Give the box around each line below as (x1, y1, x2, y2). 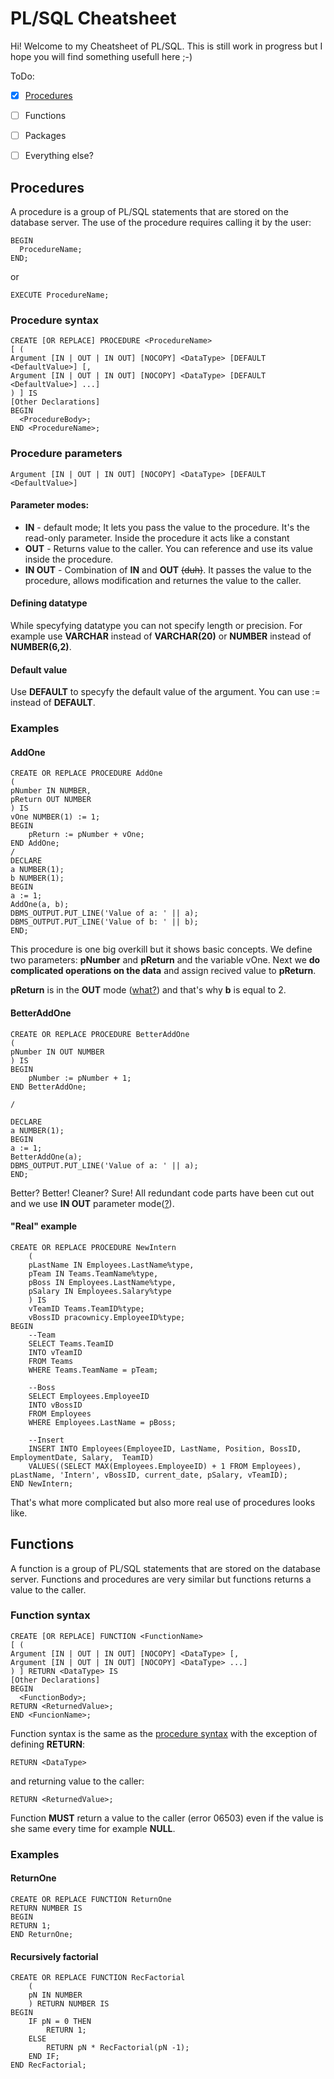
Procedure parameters (10, 447, 123, 461)
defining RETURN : (10, 1738, 85, 1750)
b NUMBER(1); (10, 873, 65, 884)
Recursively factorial (10, 1950, 99, 1962)
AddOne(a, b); (10, 900, 70, 910)
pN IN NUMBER (28, 1990, 83, 2001)
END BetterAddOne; (10, 1082, 87, 1092)
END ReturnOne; (10, 1929, 74, 1939)
